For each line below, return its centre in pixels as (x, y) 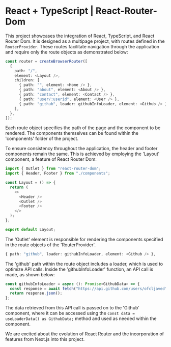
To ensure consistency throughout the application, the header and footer (81, 149)
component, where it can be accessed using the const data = (70, 313)
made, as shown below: (30, 274)
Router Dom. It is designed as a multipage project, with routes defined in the (85, 41)
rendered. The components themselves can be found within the (72, 133)
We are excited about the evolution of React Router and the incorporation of (85, 334)
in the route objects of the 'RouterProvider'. (50, 245)
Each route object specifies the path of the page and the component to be (83, 128)
